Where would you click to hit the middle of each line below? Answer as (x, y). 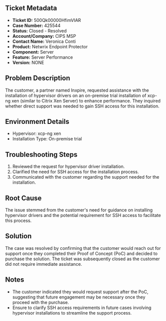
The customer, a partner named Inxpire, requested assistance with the (77, 90)
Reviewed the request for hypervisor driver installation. (69, 167)
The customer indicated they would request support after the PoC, (80, 292)
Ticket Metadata (31, 8)
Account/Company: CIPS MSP (44, 36)
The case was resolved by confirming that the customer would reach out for (83, 248)
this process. (18, 220)
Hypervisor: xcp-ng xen (37, 133)
